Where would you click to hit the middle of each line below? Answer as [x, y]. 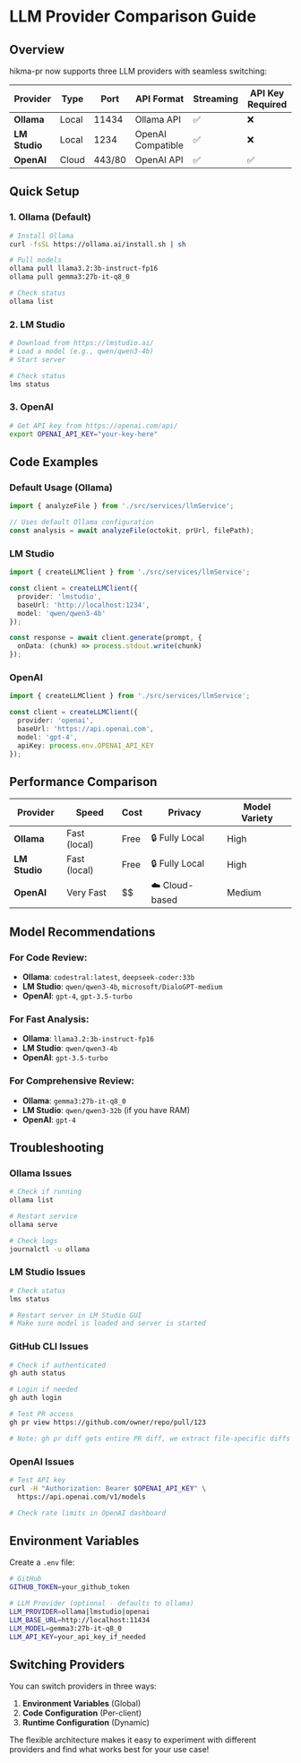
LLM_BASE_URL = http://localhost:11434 [80, 1620]
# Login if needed [43, 1390]
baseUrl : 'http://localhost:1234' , [84, 605]
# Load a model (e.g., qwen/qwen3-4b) [82, 351]
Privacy [185, 813]
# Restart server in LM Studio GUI [76, 1315]
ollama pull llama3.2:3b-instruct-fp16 [84, 269]
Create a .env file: [42, 1562]
